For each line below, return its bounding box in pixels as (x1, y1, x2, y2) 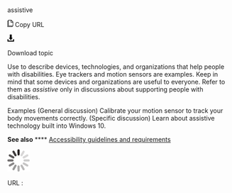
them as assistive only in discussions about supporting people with (7, 85, 204, 94)
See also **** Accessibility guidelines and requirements (7, 136, 172, 144)
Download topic (7, 49, 54, 57)
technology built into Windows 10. (7, 121, 106, 130)
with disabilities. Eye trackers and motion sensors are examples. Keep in (7, 70, 219, 79)
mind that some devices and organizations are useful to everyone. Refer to (7, 77, 226, 87)
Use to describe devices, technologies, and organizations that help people (7, 62, 225, 71)
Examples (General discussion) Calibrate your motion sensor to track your (7, 106, 223, 115)
